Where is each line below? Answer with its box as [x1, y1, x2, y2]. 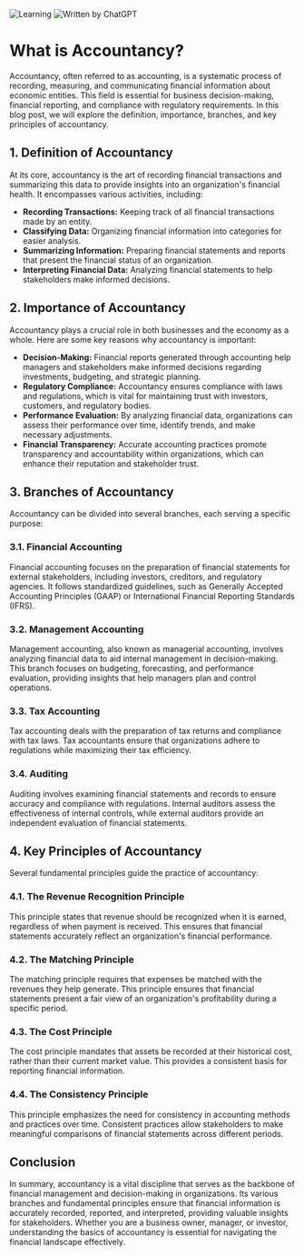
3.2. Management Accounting [9, 623, 144, 636]
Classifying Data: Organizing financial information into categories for [22, 226, 282, 236]
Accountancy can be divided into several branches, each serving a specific [9, 508, 291, 519]
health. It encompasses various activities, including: [9, 188, 203, 199]
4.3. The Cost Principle [9, 1025, 113, 1038]
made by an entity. [22, 216, 93, 226]
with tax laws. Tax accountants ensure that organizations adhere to [9, 735, 260, 746]
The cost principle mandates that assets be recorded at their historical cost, [9, 1046, 293, 1057]
